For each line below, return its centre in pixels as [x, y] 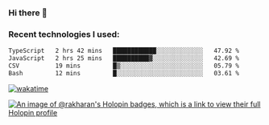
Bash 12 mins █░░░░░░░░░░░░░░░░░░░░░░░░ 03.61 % [124, 73]
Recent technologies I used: [64, 34]
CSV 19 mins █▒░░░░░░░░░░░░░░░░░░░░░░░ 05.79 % [124, 66]
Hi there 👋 [28, 13]
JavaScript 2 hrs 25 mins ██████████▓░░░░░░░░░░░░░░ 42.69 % [124, 58]
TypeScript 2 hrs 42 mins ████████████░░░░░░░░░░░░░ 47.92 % [124, 51]
